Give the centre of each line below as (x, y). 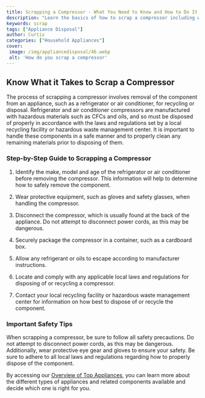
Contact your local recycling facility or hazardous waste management (103, 295)
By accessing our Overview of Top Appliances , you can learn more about (98, 375)
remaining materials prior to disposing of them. (65, 143)
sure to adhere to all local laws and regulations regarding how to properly (98, 357)
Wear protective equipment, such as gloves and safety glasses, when (103, 197)
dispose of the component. (40, 363)
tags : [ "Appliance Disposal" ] (45, 29)
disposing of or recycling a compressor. (65, 283)
